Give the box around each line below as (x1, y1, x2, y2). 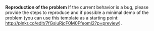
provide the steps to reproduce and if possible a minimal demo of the (5, 9, 149, 15)
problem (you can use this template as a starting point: (5, 15, 119, 20)
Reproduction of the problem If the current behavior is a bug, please (5, 4, 149, 10)
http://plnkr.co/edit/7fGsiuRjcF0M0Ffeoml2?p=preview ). (5, 20, 122, 26)
